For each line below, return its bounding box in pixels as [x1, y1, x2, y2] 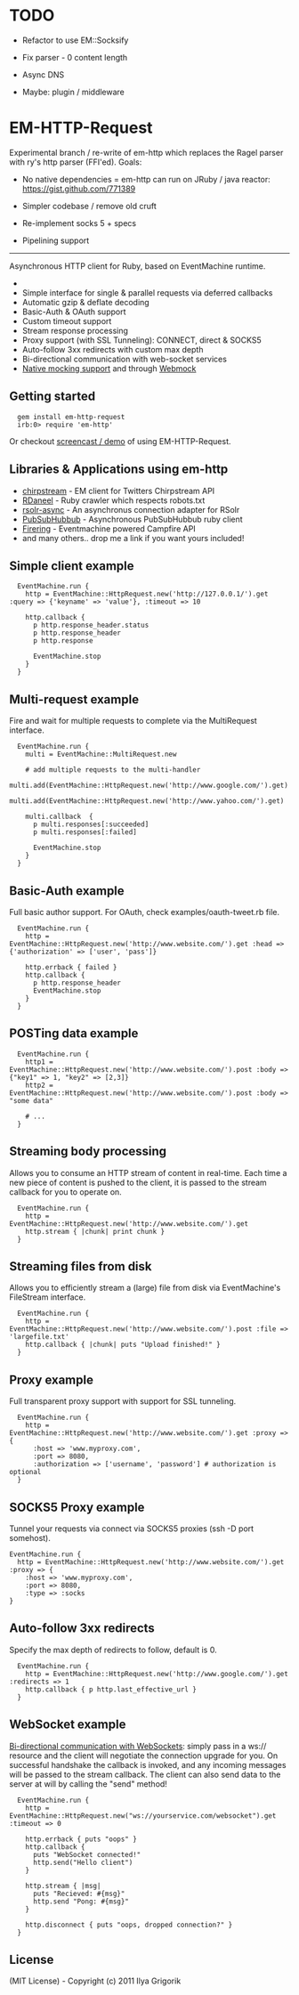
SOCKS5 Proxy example [9, 1499, 145, 1514]
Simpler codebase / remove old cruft [21, 200, 158, 211]
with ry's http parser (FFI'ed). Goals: [9, 157, 142, 167]
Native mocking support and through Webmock [21, 362, 197, 374]
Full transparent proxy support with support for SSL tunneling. [9, 1396, 237, 1407]
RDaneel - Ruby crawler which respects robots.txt [21, 495, 206, 506]
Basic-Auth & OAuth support [21, 306, 126, 317]
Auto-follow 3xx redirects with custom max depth [21, 344, 204, 354]
